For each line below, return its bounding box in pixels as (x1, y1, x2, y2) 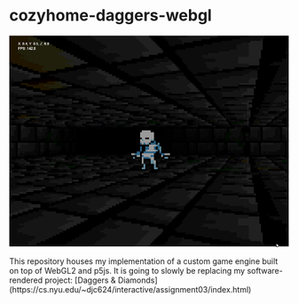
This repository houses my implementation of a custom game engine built (9, 255, 278, 267)
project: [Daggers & (43, 275, 117, 285)
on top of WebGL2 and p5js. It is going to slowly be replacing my (9, 265, 246, 276)
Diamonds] (117, 275, 158, 285)
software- (247, 265, 284, 276)
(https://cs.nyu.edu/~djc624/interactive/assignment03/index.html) (9, 284, 252, 294)
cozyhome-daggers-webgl (9, 5, 213, 26)
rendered (9, 275, 43, 285)
